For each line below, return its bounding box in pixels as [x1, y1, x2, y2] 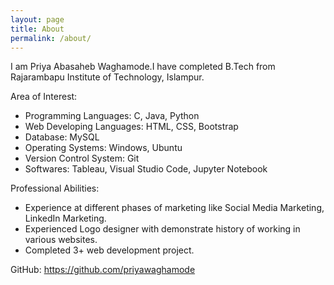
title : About [10, 24, 65, 34]
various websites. [24, 234, 98, 246]
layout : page [10, 14, 65, 25]
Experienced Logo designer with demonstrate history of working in [24, 223, 301, 235]
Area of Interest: [10, 91, 78, 103]
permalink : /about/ [10, 33, 92, 43]
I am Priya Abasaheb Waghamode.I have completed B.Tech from [10, 61, 276, 73]
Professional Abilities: [10, 182, 100, 195]
